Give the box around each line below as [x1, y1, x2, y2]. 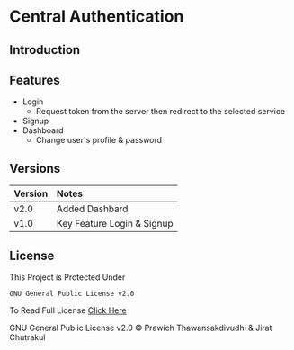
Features [9, 72, 60, 87]
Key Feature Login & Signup [57, 218, 174, 230]
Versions [9, 160, 61, 176]
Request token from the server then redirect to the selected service [35, 106, 286, 117]
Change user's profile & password [35, 135, 163, 146]
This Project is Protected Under [9, 272, 126, 283]
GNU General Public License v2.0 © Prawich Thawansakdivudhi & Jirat [9, 322, 272, 334]
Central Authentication [9, 6, 184, 27]
